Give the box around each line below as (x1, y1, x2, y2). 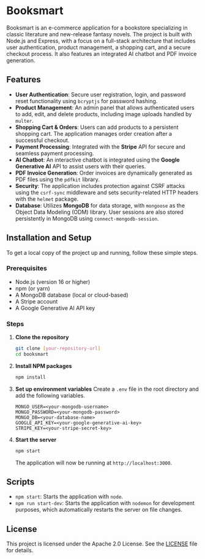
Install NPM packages (15, 362, 72, 369)
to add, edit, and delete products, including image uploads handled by (15, 110, 192, 117)
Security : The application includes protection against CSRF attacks (15, 182, 185, 189)
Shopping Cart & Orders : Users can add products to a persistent (15, 123, 179, 131)
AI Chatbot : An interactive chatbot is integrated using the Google (15, 156, 180, 163)
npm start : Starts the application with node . (15, 493, 124, 501)
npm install (15, 374, 46, 380)
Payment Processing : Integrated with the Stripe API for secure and (15, 143, 185, 150)
